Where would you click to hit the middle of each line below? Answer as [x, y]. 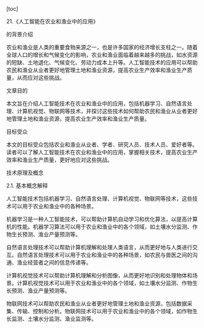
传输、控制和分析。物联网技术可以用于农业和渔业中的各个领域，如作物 [104, 311]
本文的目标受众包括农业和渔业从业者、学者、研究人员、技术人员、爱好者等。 [102, 145]
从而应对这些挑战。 [41, 78]
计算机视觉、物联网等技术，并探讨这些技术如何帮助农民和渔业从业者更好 [107, 111]
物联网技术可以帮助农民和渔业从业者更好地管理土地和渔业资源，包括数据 [97, 303]
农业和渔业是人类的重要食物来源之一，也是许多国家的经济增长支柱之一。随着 [102, 47]
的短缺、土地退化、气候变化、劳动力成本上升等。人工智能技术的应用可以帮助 [102, 62]
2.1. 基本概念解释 [27, 186]
